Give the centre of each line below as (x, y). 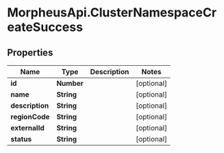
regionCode (30, 117)
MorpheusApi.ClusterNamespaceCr (112, 13)
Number (70, 83)
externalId (27, 128)
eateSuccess (45, 27)
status (21, 139)
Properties (30, 52)
